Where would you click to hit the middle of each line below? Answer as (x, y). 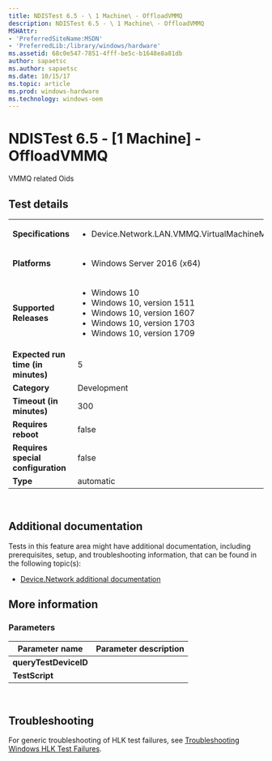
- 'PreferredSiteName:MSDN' (56, 38)
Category (31, 388)
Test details (38, 204)
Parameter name (50, 648)
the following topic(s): (45, 563)
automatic (96, 481)
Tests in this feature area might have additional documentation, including (130, 546)
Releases (30, 318)
